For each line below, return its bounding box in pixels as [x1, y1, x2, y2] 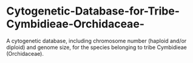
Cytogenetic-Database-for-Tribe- [6, 4, 180, 18]
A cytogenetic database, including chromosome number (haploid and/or [6, 37, 187, 44]
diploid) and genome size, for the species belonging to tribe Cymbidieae [6, 44, 187, 51]
